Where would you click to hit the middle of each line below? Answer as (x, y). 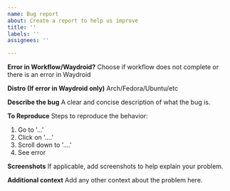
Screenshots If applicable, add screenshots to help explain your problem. (115, 166)
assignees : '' (28, 41)
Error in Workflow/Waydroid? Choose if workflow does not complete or (113, 67)
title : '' (22, 27)
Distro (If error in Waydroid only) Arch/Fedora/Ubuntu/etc (93, 88)
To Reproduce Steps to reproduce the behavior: (78, 116)
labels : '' (23, 34)
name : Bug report (33, 14)
